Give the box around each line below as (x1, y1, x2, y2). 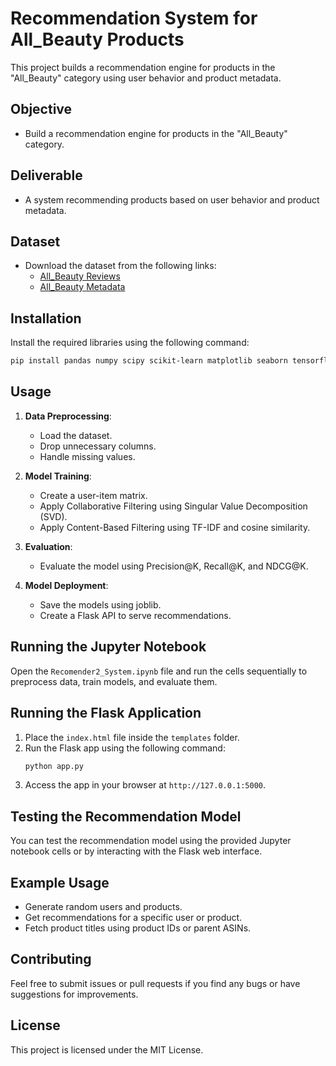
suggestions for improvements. (10, 988, 139, 1000)
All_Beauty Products (10, 28, 185, 51)
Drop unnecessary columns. (39, 440, 157, 452)
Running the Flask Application (10, 705, 202, 722)
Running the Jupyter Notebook (10, 638, 207, 656)
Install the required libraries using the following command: (10, 337, 250, 349)
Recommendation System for (10, 7, 258, 30)
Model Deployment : (24, 579, 109, 591)
